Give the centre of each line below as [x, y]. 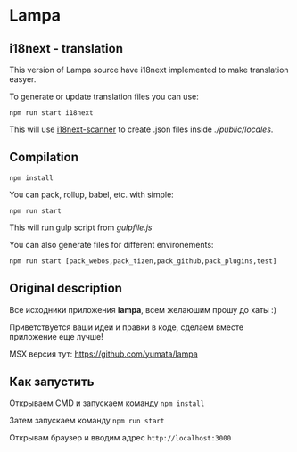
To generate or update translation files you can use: [104, 96]
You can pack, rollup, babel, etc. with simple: [91, 194]
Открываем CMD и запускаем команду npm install [107, 403]
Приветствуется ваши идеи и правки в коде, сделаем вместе [126, 327]
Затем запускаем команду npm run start [87, 421]
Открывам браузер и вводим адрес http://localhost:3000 [120, 438]
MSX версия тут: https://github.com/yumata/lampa [103, 354]
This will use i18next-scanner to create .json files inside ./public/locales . [141, 129]
